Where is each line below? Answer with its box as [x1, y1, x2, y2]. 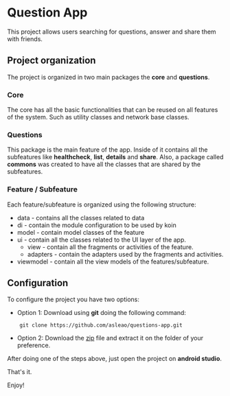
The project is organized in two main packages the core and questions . [7, 73, 210, 81]
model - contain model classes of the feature [16, 228, 145, 236]
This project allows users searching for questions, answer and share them [7, 27, 216, 36]
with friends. [7, 34, 43, 43]
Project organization [7, 55, 96, 67]
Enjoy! [7, 381, 25, 389]
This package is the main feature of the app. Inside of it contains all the [7, 145, 208, 154]
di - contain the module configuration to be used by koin [16, 221, 176, 229]
